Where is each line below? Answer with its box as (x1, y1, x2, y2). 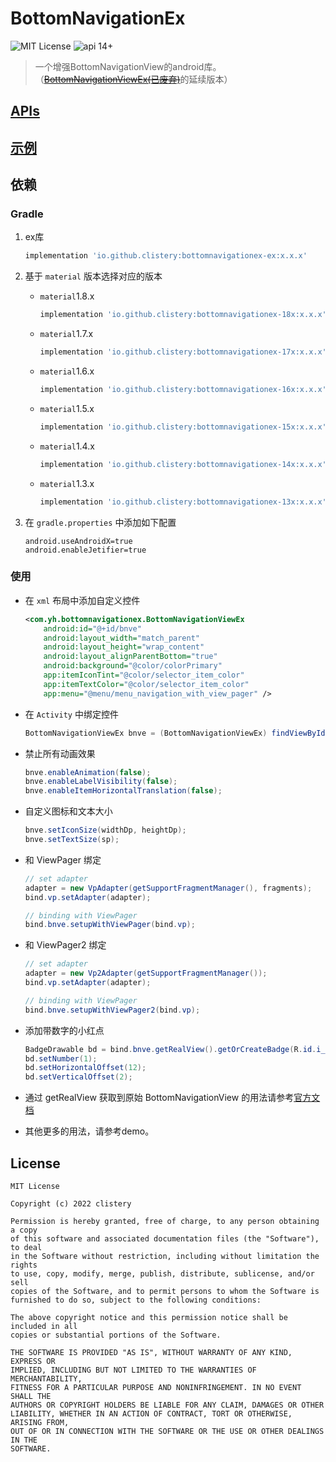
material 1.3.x (39, 477, 95, 489)
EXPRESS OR (10, 1357, 56, 1367)
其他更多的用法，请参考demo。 (24, 1125, 155, 1137)
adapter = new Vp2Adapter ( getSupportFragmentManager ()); (24, 968, 268, 979)
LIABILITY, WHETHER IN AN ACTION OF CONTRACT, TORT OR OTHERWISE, (10, 1409, 293, 1419)
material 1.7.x (39, 328, 94, 340)
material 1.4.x (39, 440, 95, 452)
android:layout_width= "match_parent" (43, 633, 201, 643)
